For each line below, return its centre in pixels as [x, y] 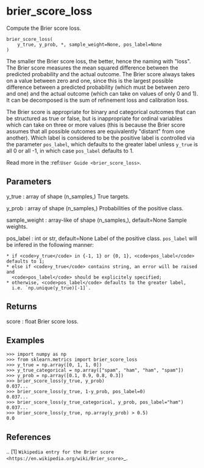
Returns [22, 307]
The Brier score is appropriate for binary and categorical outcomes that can [101, 112]
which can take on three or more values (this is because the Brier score [96, 125]
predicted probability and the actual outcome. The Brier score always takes [100, 74]
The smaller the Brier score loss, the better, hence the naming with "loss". [99, 61]
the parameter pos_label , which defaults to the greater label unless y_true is [102, 144]
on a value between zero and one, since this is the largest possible [90, 80]
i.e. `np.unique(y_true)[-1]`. [51, 288]
